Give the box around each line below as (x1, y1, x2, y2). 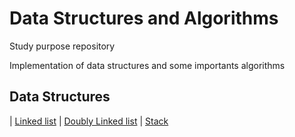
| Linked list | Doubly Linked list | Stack (9, 115, 169, 127)
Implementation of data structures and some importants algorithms (9, 59, 286, 71)
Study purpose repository (9, 40, 116, 52)
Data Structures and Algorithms (9, 7, 279, 30)
